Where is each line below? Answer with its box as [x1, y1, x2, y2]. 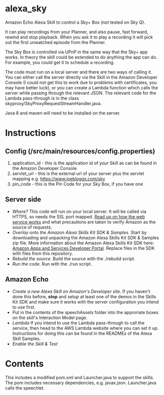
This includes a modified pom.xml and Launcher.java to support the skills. [5, 374, 154, 380]
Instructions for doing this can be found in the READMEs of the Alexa [12, 330, 152, 336]
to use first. [12, 304, 36, 310]
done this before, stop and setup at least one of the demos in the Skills [12, 293, 157, 299]
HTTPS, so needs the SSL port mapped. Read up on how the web [12, 213, 145, 220]
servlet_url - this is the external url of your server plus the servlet [12, 170, 144, 176]
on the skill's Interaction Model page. [12, 315, 88, 320]
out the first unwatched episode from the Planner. [5, 39, 106, 45]
